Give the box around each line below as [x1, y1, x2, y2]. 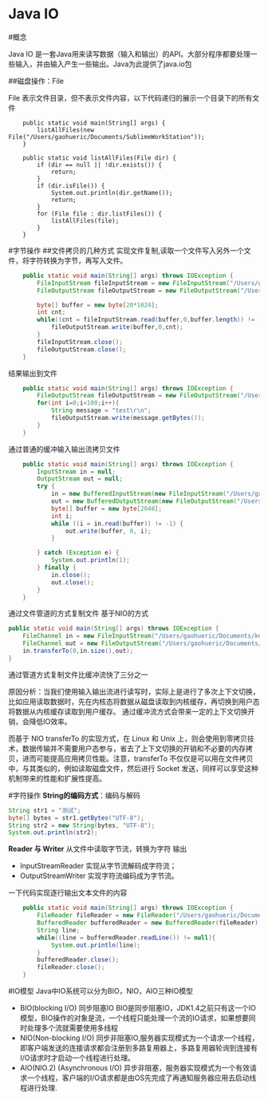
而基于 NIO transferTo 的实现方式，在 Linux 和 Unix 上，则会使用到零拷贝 [8, 734, 247, 743]
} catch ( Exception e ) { [37, 548, 120, 557]
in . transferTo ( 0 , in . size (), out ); [22, 647, 134, 655]
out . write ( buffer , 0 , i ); [65, 527, 152, 535]
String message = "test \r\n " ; [50, 406, 152, 415]
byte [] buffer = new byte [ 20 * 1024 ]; [37, 301, 159, 309]
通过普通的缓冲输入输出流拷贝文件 [8, 444, 120, 453]
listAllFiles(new [37, 125, 94, 134]
